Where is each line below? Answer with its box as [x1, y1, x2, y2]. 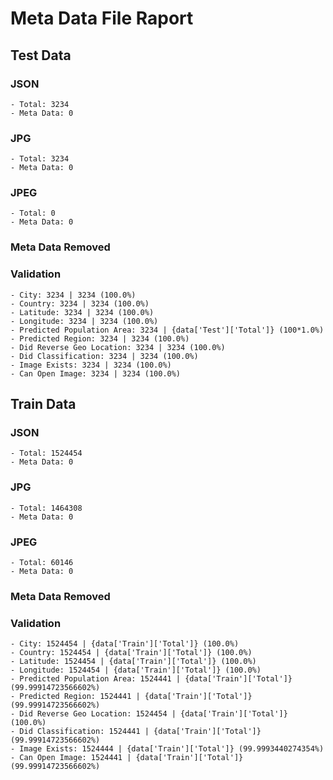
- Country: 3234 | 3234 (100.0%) [10, 298, 150, 309]
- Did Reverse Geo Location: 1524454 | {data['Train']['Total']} [10, 709, 288, 719]
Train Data [10, 396, 77, 413]
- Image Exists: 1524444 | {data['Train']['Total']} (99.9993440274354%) [10, 744, 325, 754]
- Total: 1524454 [10, 448, 83, 459]
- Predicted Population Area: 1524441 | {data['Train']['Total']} [10, 674, 293, 684]
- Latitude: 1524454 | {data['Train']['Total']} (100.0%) [10, 657, 257, 667]
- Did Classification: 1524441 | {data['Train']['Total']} [10, 727, 262, 737]
